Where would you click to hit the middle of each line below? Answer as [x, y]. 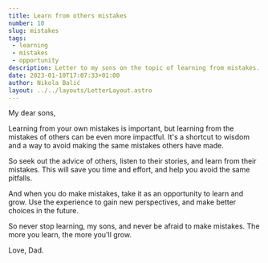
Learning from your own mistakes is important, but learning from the [121, 128]
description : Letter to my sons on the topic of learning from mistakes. [134, 68]
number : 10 [26, 23]
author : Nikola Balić [45, 83]
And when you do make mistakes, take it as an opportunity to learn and [126, 194]
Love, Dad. [26, 250]
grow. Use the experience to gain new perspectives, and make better [122, 202]
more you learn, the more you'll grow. [70, 235]
